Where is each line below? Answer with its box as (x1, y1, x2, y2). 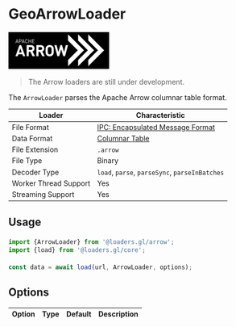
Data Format (11, 133, 53, 143)
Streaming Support (11, 190, 75, 199)
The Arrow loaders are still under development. (27, 77, 185, 86)
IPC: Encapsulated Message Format (97, 122, 216, 132)
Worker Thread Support (11, 178, 91, 188)
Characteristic (135, 111, 185, 120)
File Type (11, 156, 43, 166)
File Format (11, 122, 50, 132)
